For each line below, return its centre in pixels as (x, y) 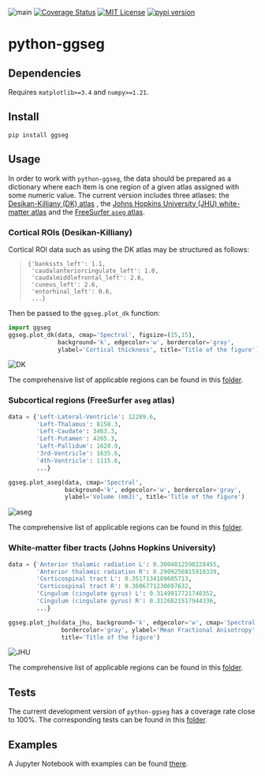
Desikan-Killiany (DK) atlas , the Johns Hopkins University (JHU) (113, 203)
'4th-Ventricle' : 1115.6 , (79, 461)
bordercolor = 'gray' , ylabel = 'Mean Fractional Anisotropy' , (160, 630)
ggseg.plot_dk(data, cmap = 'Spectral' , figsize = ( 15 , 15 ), (102, 335)
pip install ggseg (38, 135)
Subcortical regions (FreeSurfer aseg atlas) (91, 400)
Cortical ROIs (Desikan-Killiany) (70, 232)
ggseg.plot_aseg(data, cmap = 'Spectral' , (76, 482)
